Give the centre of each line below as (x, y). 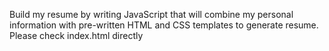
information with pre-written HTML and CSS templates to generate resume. (164, 25)
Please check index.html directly (76, 35)
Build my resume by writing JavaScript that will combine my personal (151, 14)
